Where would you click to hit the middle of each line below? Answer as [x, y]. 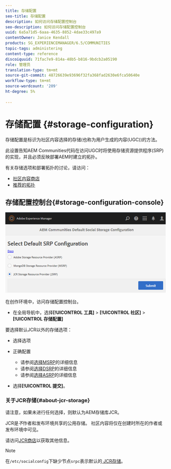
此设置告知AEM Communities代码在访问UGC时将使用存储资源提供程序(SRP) [84, 150]
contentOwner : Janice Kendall [37, 38]
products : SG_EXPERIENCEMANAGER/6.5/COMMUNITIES [58, 43]
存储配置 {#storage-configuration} [79, 124]
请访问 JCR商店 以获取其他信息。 [39, 440]
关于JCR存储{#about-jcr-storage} [48, 400]
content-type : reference [32, 54]
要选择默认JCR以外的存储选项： [39, 330]
